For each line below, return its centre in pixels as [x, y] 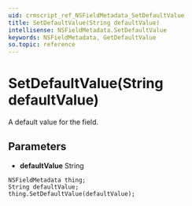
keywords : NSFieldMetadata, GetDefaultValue [82, 37]
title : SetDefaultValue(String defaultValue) [84, 23]
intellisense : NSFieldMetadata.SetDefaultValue [88, 30]
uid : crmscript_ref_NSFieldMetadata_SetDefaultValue [96, 15]
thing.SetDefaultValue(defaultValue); [72, 193]
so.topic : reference [42, 45]
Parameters [37, 147]
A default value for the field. [54, 122]
